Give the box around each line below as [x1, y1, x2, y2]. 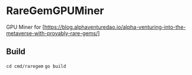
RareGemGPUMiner [6, 4, 104, 18]
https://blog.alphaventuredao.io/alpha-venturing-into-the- [44, 23, 186, 30]
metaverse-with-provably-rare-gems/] [6, 29, 100, 36]
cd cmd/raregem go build [6, 63, 66, 69]
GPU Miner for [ [6, 23, 44, 30]
